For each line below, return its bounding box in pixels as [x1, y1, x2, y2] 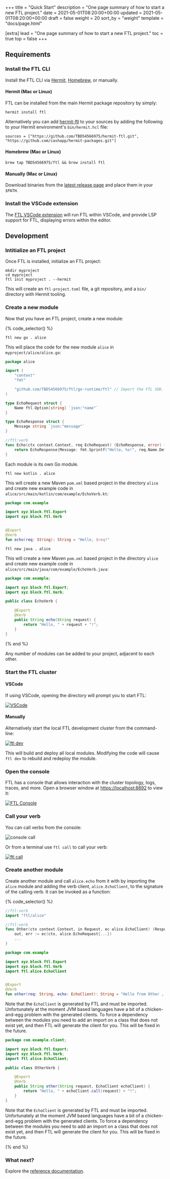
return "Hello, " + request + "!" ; [23, 622, 99, 627]
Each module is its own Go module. [5, 461, 79, 467]
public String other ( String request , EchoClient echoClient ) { [14, 1084, 151, 1089]
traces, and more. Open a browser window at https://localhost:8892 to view [5, 785, 163, 791]
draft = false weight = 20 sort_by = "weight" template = [48, 15, 164, 21]
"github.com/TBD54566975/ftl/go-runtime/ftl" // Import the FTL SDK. [14, 387, 164, 392]
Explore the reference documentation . [5, 1168, 84, 1174]
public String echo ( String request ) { [14, 618, 96, 623]
